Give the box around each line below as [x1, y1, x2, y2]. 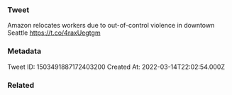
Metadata [7, 46, 41, 56]
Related [7, 80, 35, 90]
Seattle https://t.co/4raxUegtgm [7, 28, 101, 37]
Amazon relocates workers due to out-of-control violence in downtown [7, 21, 215, 30]
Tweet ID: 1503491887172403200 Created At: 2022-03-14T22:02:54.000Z [7, 62, 226, 71]
